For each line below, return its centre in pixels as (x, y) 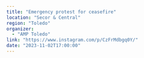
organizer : (20, 29)
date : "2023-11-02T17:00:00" (44, 46)
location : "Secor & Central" (44, 18)
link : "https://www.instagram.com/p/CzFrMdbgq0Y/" (72, 40)
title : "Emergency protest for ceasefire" (61, 12)
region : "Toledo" (28, 23)
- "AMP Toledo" (31, 34)
